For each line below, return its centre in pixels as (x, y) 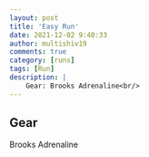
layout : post (34, 18)
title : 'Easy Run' (44, 26)
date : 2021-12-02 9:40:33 (58, 35)
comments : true (38, 52)
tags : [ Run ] (32, 69)
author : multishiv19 (49, 43)
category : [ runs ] (42, 60)
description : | (38, 78)
